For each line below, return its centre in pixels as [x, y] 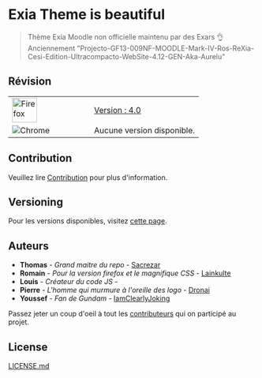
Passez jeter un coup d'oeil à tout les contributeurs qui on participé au [122, 314]
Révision [30, 82]
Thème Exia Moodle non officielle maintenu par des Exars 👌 [125, 36]
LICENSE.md [29, 366]
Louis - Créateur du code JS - [69, 282]
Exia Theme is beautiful [87, 15]
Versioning [36, 202]
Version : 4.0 [118, 110]
